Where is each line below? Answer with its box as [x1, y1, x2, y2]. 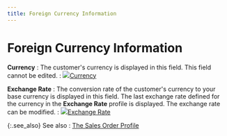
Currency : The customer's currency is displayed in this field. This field [7, 63, 212, 71]
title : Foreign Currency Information [7, 10, 117, 17]
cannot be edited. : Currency [7, 71, 97, 80]
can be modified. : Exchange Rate [7, 108, 111, 116]
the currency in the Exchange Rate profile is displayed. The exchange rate [7, 99, 221, 108]
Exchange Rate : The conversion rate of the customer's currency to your [7, 85, 216, 93]
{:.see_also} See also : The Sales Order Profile [7, 121, 139, 129]
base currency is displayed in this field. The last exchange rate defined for [7, 92, 220, 101]
